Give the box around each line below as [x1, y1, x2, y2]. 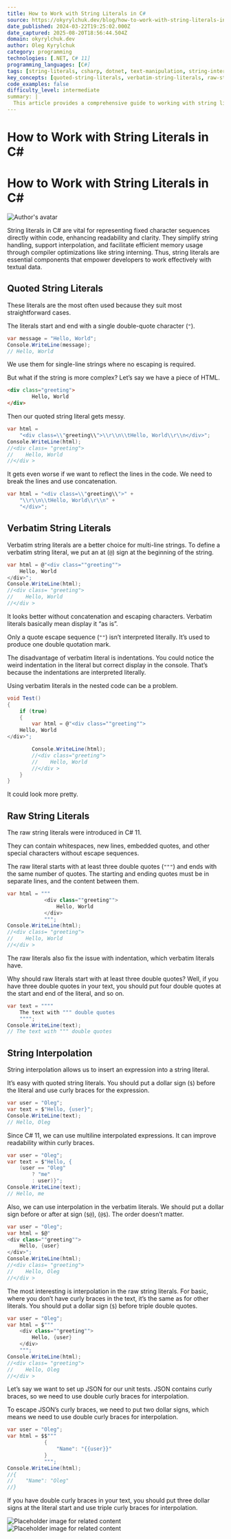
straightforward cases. [7, 308, 71, 317]
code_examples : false [7, 81, 69, 87]
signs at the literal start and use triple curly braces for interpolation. [7, 1504, 198, 1512]
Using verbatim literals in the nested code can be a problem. [7, 681, 178, 689]
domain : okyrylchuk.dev [7, 36, 76, 43]
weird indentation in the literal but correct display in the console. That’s [7, 660, 208, 669]
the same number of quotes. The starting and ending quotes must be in [7, 870, 210, 878]
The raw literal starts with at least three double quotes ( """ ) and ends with [7, 862, 217, 871]
